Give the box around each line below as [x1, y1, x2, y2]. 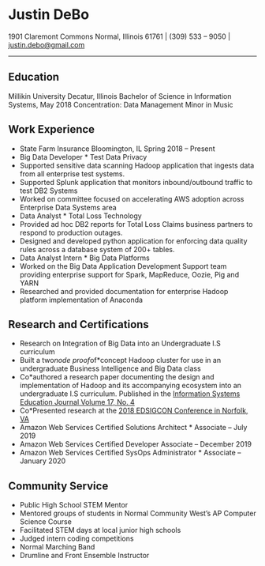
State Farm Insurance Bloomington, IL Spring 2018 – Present [19, 144, 215, 153]
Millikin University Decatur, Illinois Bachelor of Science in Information [8, 91, 232, 100]
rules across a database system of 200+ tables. [19, 244, 175, 254]
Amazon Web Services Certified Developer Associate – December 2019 [19, 440, 252, 449]
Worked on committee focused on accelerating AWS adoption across [19, 194, 244, 203]
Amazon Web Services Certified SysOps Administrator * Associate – [19, 448, 242, 458]
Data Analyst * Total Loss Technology [19, 211, 142, 221]
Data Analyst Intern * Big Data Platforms [19, 253, 150, 262]
